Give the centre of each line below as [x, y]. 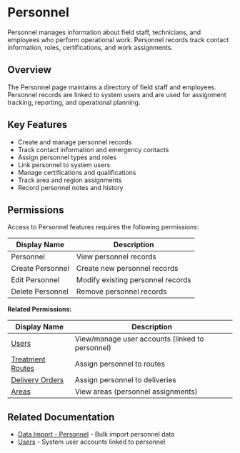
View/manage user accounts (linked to [139, 339]
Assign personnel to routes [120, 364]
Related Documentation [61, 417]
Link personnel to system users [64, 164]
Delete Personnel [40, 292]
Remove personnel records [121, 292]
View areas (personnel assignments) [136, 392]
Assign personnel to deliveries [125, 380]
